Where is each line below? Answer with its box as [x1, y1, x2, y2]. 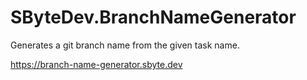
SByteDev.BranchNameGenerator [10, 6, 297, 29]
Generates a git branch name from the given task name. [10, 39, 240, 51]
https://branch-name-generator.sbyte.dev [10, 58, 183, 70]
